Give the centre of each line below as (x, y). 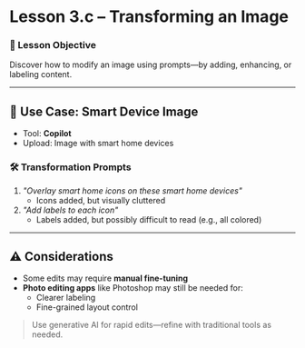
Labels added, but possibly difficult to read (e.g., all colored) (149, 219)
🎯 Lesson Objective (53, 45)
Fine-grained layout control (87, 307)
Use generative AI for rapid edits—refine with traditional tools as (152, 325)
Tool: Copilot (47, 134)
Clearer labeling (66, 298)
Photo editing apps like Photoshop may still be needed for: (133, 288)
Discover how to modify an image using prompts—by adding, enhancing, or (151, 65)
